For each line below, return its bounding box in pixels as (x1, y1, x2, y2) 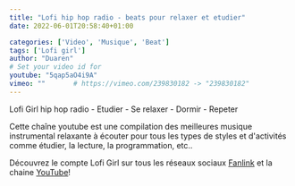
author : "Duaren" (9, 55, 74, 63)
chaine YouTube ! (9, 166, 72, 177)
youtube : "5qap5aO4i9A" (9, 71, 98, 80)
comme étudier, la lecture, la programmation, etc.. (9, 139, 193, 150)
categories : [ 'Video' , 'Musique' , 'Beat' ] (9, 38, 170, 46)
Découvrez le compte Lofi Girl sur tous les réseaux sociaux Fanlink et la (9, 157, 273, 168)
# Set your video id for (9, 63, 102, 72)
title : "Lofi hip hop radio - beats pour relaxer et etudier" (9, 13, 246, 22)
